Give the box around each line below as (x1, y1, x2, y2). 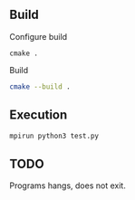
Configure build (9, 31, 68, 42)
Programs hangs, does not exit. (9, 180, 127, 191)
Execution (9, 108, 68, 123)
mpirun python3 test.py (9, 131, 100, 140)
